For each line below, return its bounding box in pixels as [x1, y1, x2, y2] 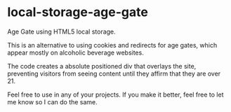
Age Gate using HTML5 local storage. [7, 27, 116, 36]
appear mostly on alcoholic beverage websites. [7, 48, 144, 57]
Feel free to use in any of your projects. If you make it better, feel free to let [7, 90, 224, 99]
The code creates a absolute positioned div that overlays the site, [7, 62, 197, 70]
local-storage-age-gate [7, 4, 149, 20]
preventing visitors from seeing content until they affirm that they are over [7, 69, 221, 78]
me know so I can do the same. [7, 97, 98, 106]
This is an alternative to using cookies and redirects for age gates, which [7, 41, 218, 49]
